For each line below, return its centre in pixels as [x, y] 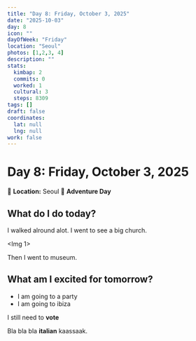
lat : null [28, 124]
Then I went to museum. [42, 257]
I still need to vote [33, 317]
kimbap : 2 [28, 72]
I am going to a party [48, 296]
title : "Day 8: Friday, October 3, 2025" [69, 14]
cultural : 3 [31, 92]
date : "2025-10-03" [36, 20]
